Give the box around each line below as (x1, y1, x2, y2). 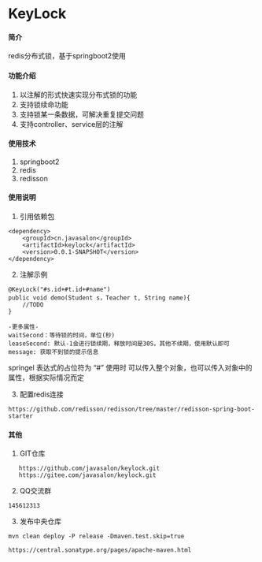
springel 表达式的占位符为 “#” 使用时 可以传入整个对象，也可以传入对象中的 (8, 363, 253, 372)
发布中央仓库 (19, 517, 61, 527)
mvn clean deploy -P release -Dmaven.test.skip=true (8, 533, 185, 541)
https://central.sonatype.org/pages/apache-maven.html (8, 546, 192, 554)
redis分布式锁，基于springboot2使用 (8, 51, 126, 61)
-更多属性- (8, 323, 39, 331)
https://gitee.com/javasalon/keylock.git (18, 471, 157, 479)
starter (8, 412, 34, 420)
